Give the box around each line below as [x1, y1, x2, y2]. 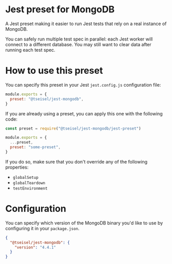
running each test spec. [5, 47, 55, 53]
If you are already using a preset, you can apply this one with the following [5, 110, 163, 116]
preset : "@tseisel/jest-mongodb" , [10, 96, 84, 101]
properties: [5, 164, 29, 170]
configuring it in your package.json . [5, 225, 80, 231]
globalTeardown [12, 180, 46, 186]
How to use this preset [5, 65, 103, 76]
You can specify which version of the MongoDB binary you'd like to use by [5, 219, 163, 226]
